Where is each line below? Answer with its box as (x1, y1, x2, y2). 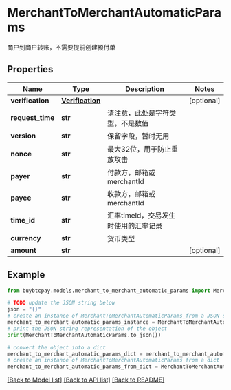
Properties (7, 63, 54, 75)
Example (7, 269, 45, 280)
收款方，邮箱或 (107, 189, 156, 198)
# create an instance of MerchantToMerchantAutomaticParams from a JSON (7, 312, 220, 320)
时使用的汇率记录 (107, 220, 163, 230)
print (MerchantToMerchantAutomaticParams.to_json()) (7, 331, 162, 338)
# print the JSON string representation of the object (7, 325, 168, 332)
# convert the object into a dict (7, 344, 107, 351)
